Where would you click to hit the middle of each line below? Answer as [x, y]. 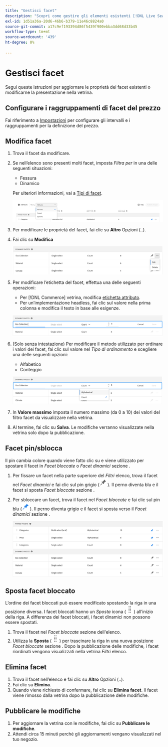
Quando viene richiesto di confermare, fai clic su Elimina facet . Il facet [85, 690]
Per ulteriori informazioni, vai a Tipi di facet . [57, 193]
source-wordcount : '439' [31, 37]
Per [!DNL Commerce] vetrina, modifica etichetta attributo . [80, 297]
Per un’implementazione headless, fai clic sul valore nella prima [85, 303]
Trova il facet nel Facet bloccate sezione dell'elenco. [67, 632]
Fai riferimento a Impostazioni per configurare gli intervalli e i [68, 120]
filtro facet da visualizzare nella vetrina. [53, 418]
